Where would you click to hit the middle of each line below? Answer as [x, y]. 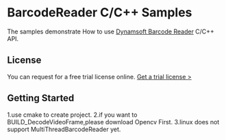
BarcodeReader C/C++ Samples [100, 13]
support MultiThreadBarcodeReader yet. [64, 129]
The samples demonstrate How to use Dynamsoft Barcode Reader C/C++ [111, 31]
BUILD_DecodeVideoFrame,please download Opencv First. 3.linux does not [113, 122]
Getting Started [41, 98]
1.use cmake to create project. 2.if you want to [72, 115]
